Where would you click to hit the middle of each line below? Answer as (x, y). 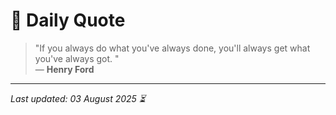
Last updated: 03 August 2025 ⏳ (78, 98)
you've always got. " (77, 58)
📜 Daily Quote (68, 20)
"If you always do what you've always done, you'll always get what (172, 48)
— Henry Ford (64, 69)
